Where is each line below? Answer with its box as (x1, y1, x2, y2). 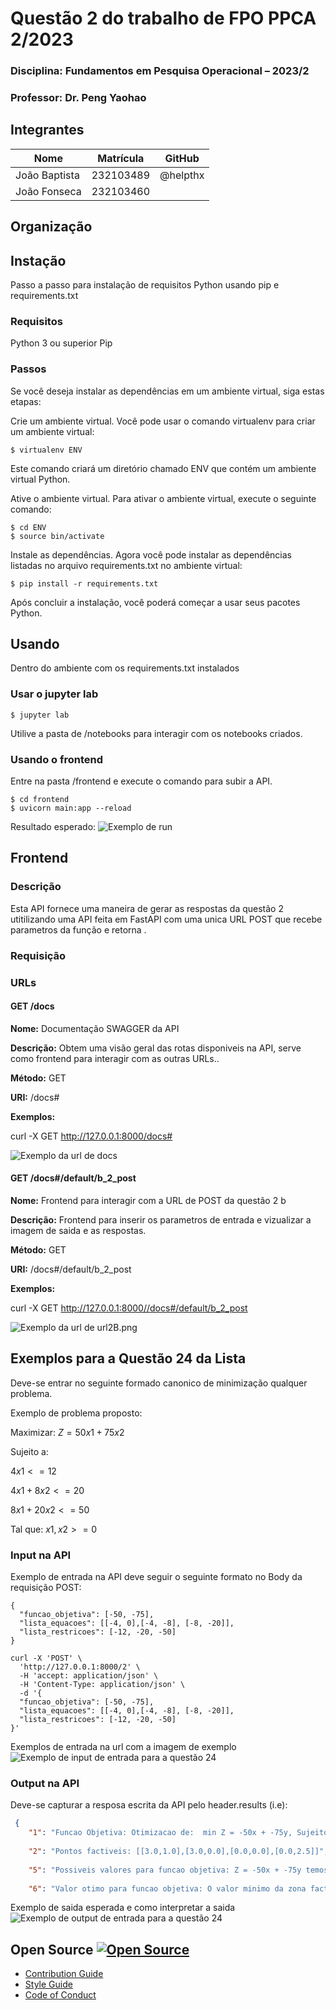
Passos (10, 362, 47, 376)
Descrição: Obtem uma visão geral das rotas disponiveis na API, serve (10, 1042, 302, 1054)
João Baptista (15, 168, 80, 182)
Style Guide (24, 1978, 73, 1991)
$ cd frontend (10, 795, 70, 805)
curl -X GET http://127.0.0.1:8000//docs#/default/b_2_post (10, 1302, 248, 1314)
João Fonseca (15, 184, 82, 198)
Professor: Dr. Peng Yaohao (10, 91, 147, 105)
